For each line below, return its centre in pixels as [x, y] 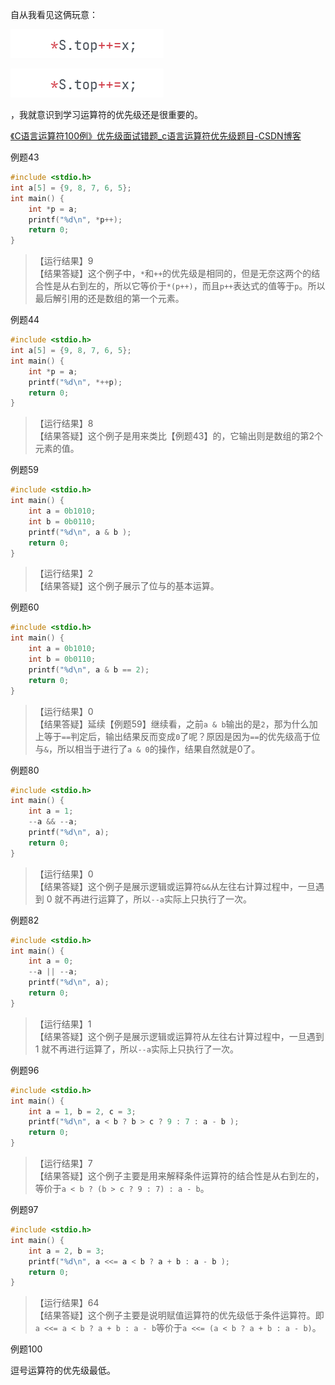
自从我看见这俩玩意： [54, 14]
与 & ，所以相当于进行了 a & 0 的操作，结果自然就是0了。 [147, 749]
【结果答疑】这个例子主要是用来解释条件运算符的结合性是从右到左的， [179, 1176]
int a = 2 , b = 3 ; [66, 1251]
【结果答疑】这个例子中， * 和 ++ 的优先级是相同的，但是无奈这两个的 [173, 274]
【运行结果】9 [64, 261]
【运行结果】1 [63, 1024]
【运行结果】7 [63, 1163]
